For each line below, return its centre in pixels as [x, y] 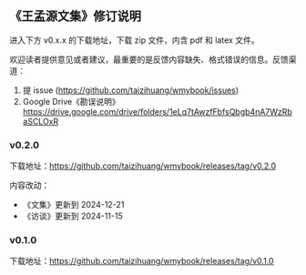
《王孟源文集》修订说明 [75, 16]
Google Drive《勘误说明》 [71, 101]
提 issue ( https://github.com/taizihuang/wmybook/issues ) [131, 90]
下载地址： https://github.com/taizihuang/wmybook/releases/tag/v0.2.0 [143, 166]
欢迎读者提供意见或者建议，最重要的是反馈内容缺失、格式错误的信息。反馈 [149, 59]
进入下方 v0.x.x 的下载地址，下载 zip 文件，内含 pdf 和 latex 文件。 [134, 40]
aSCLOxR [41, 121]
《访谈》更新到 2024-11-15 [72, 216]
